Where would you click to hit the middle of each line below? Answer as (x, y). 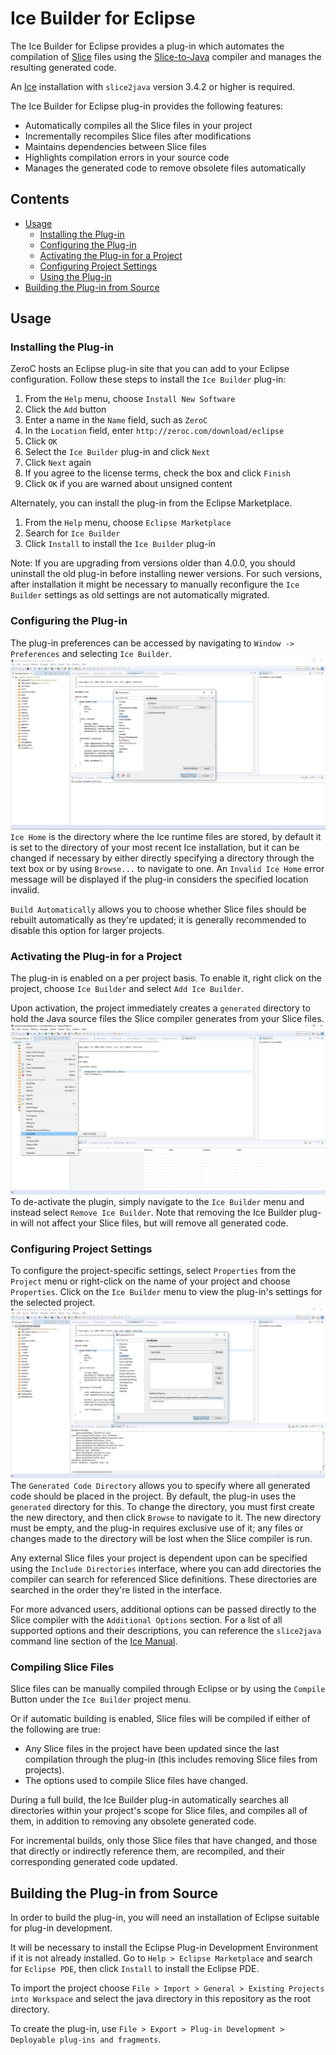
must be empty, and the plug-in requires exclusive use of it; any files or (157, 1528)
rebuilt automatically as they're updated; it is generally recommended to (158, 919)
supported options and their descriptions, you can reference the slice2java (166, 1630)
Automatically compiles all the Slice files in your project (138, 125)
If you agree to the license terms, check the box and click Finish (158, 473)
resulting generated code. (63, 67)
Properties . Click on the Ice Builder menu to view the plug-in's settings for (166, 1292)
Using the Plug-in (75, 276)
